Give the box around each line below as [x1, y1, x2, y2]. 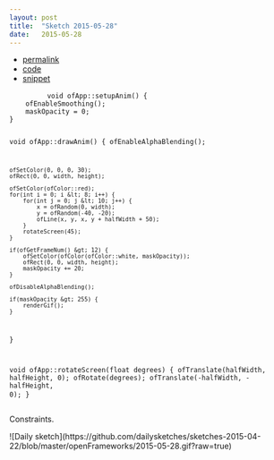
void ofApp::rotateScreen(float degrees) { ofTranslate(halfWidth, [9, 365, 267, 374]
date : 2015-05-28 [9, 30, 82, 38]
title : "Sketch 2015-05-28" [9, 21, 118, 30]
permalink [21, 55, 60, 65]
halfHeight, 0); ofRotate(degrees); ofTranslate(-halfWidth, [9, 373, 243, 382]
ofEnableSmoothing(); [25, 99, 106, 108]
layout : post [9, 13, 58, 22]
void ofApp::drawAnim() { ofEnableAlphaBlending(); [9, 138, 206, 147]
